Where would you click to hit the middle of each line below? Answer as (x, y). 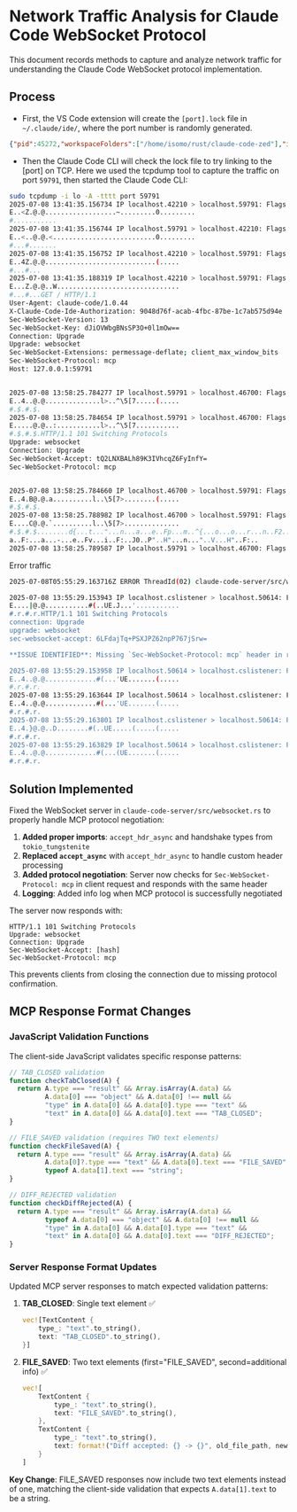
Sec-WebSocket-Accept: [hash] (65, 950)
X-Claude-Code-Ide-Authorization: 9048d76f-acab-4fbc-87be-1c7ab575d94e (146, 311)
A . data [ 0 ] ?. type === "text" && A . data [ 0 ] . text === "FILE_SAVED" (166, 1163)
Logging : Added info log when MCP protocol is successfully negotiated (152, 893)
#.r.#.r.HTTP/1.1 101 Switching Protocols (88, 614)
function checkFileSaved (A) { (65, 1146)
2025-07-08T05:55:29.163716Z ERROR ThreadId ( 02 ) (100, 581)
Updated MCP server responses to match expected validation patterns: (139, 1286)
